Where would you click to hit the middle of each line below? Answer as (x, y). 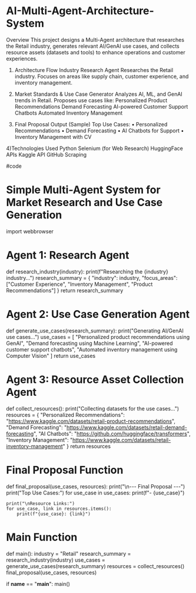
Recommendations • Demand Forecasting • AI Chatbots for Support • (99, 131)
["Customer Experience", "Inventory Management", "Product (79, 284)
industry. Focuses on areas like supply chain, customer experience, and (102, 76)
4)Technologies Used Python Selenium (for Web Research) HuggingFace (95, 148)
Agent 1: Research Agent (68, 255)
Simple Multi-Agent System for (83, 190)
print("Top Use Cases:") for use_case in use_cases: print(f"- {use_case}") (95, 493)
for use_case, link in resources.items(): (59, 509)
